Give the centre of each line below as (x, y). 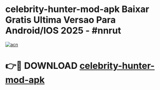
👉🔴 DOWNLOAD (41, 66)
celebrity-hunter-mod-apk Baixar (77, 9)
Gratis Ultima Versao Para (60, 20)
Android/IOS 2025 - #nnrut (63, 31)
